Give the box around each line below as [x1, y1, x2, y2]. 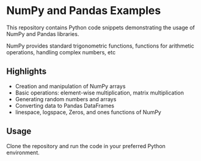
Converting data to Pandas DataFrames [15, 102, 115, 109]
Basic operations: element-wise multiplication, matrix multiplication [15, 89, 185, 96]
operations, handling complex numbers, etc [6, 48, 116, 55]
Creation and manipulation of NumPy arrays [15, 82, 126, 90]
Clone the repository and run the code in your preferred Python [6, 142, 166, 149]
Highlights [6, 66, 47, 77]
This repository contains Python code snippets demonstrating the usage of [6, 24, 196, 31]
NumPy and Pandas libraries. [6, 30, 79, 37]
